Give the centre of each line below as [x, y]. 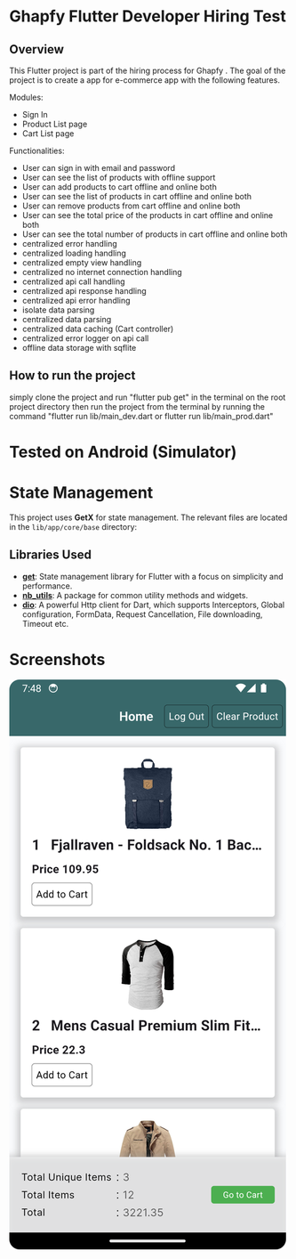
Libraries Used [50, 555]
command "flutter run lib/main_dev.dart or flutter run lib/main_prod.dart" [141, 416]
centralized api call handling [74, 281]
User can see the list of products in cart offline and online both [136, 196]
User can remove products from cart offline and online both [131, 206]
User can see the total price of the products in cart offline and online [148, 215]
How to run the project [72, 376]
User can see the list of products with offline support [119, 177]
